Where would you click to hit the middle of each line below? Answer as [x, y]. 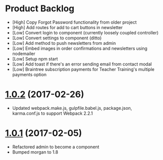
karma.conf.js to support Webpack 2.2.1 [52, 113]
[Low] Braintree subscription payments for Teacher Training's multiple [83, 69]
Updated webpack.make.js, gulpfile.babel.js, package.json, [72, 108]
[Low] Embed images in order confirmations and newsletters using [80, 48]
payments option [29, 74]
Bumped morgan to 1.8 [35, 152]
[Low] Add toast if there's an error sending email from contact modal [82, 64]
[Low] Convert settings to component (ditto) [57, 38]
